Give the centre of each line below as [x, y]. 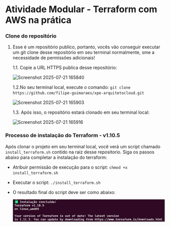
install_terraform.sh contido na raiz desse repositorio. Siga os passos [80, 152]
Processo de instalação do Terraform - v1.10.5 [63, 136]
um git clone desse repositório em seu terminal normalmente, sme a [83, 52]
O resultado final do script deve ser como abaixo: [64, 192]
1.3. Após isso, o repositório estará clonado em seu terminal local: [81, 112]
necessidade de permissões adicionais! [54, 58]
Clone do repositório [31, 36]
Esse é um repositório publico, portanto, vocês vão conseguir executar [86, 47]
